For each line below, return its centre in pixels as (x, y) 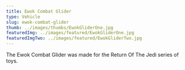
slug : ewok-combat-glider (37, 22)
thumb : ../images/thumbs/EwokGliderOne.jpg (60, 27)
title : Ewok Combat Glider (39, 11)
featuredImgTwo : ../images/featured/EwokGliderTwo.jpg (74, 38)
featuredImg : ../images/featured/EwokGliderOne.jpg (70, 33)
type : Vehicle (23, 17)
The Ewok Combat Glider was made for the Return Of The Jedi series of (92, 55)
